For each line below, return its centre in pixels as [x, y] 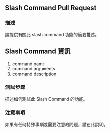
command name [28, 64]
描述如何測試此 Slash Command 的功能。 [46, 99]
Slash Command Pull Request [51, 8]
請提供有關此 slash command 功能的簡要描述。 [52, 34]
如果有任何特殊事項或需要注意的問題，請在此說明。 [56, 125]
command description [34, 74]
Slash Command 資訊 [38, 52]
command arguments [33, 68]
